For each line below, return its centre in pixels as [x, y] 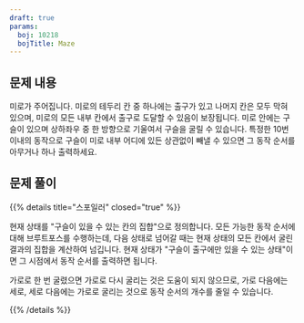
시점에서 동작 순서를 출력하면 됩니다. [93, 260]
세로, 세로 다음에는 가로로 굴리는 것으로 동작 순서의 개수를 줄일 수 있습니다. [142, 291]
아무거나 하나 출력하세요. [53, 152]
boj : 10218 [38, 35]
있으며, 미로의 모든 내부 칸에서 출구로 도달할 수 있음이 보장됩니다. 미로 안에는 [145, 118]
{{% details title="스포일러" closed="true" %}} [95, 207]
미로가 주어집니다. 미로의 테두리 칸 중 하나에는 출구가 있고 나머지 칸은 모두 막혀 [149, 107]
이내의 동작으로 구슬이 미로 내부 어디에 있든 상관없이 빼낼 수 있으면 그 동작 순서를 [152, 141]
